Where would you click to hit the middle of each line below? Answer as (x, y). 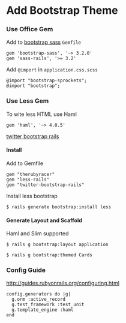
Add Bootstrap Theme (62, 11)
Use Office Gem (30, 29)
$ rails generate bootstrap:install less (59, 207)
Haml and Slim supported (37, 234)
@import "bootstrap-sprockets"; (46, 81)
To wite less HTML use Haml (41, 114)
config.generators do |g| (38, 294)
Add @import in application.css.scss (52, 70)
